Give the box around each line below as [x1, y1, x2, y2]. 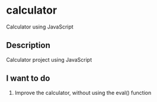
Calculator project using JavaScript [6, 56, 92, 63]
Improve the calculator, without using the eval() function [14, 89, 152, 96]
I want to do [6, 74, 50, 84]
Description [6, 40, 50, 50]
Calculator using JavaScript [6, 23, 74, 30]
